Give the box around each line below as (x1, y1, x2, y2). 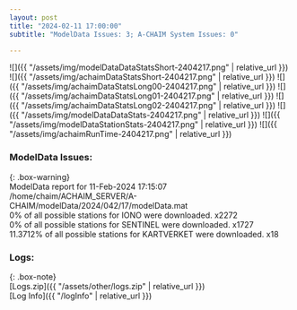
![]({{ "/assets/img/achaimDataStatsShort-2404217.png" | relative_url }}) (9, 72, 275, 82)
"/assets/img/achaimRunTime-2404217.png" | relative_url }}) (9, 129, 232, 140)
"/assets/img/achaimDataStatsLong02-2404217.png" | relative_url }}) (21, 100, 276, 111)
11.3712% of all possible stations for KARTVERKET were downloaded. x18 (9, 228, 280, 239)
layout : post (9, 13, 58, 22)
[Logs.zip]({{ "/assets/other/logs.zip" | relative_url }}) (9, 280, 205, 291)
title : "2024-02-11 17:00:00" (9, 22, 123, 30)
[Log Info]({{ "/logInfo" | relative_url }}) (9, 290, 153, 301)
